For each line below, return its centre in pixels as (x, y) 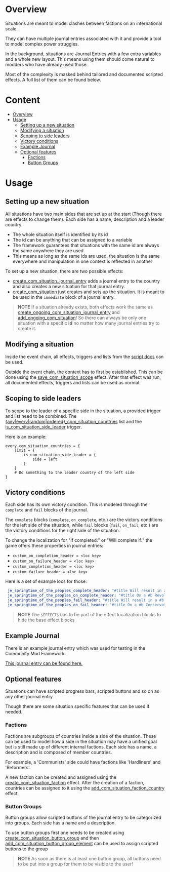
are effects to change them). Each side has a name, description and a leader (85, 219)
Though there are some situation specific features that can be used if (77, 706)
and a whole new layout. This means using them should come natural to (80, 59)
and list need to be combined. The (41, 416)
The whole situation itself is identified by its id (60, 234)
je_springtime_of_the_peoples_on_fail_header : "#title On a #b (75, 605)
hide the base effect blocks (46, 620)
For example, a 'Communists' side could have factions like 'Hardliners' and (83, 762)
